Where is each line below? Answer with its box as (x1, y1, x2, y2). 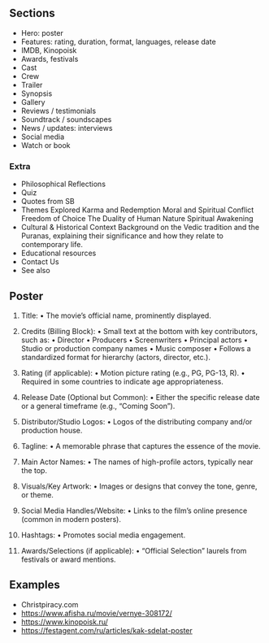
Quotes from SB (20, 197, 76, 206)
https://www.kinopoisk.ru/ (20, 617, 109, 627)
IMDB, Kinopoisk (20, 45, 77, 55)
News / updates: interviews (20, 123, 113, 133)
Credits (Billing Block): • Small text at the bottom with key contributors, (20, 326, 258, 336)
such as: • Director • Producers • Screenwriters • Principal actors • (20, 335, 249, 345)
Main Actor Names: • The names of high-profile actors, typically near (20, 457, 254, 467)
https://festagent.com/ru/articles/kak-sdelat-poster (20, 625, 193, 635)
